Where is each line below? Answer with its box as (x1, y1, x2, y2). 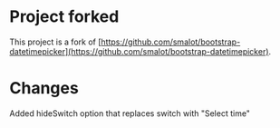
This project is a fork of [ (9, 36, 101, 47)
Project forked (9, 6, 120, 27)
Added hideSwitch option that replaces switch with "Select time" (9, 107, 251, 119)
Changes (9, 78, 79, 99)
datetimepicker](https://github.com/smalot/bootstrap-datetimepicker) (9, 45, 269, 56)
